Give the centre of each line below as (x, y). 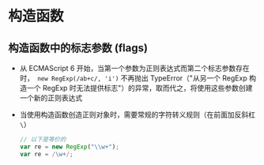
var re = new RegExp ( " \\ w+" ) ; (70, 147)
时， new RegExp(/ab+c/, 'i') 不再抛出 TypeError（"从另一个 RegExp (133, 78)
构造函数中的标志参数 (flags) (78, 48)
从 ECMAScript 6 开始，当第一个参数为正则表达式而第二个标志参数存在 (135, 68)
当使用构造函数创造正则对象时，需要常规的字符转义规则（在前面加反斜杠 (137, 114)
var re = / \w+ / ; (46, 154)
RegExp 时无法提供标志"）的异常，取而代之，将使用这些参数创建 (147, 88)
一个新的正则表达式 (51, 98)
